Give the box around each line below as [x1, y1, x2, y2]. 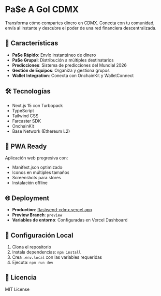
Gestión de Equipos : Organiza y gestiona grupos [12, 67, 110, 73]
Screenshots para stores [12, 175, 61, 181]
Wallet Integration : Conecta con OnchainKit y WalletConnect [12, 72, 134, 78]
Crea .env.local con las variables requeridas [12, 254, 102, 260]
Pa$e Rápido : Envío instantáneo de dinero [12, 52, 96, 58]
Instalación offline [12, 180, 48, 186]
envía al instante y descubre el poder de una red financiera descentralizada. [5, 25, 157, 31]
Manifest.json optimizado [12, 164, 63, 171]
